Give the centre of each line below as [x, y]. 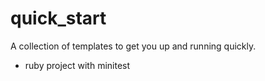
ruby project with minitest [77, 65]
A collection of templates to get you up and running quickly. [133, 46]
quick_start [58, 18]
